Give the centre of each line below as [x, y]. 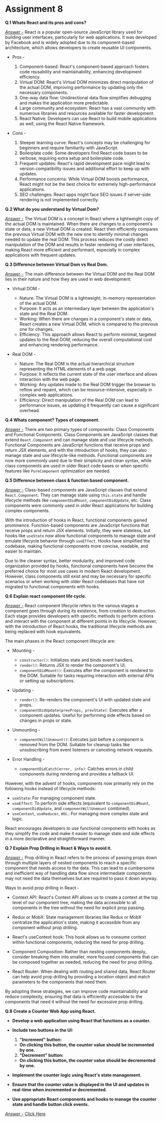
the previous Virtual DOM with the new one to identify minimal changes [77, 234]
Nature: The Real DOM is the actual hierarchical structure [77, 364]
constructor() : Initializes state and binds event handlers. [76, 660]
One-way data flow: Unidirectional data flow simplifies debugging [85, 97]
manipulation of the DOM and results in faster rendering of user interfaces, [80, 244]
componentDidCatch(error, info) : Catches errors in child [76, 769]
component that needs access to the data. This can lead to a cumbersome [80, 868]
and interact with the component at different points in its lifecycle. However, [81, 621]
